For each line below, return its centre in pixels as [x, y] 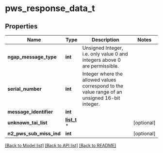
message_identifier [30, 112]
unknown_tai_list [27, 123]
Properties [21, 26]
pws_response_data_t [50, 8]
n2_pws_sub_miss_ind [34, 133]
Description [106, 40]
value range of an [102, 92]
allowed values [99, 80]
